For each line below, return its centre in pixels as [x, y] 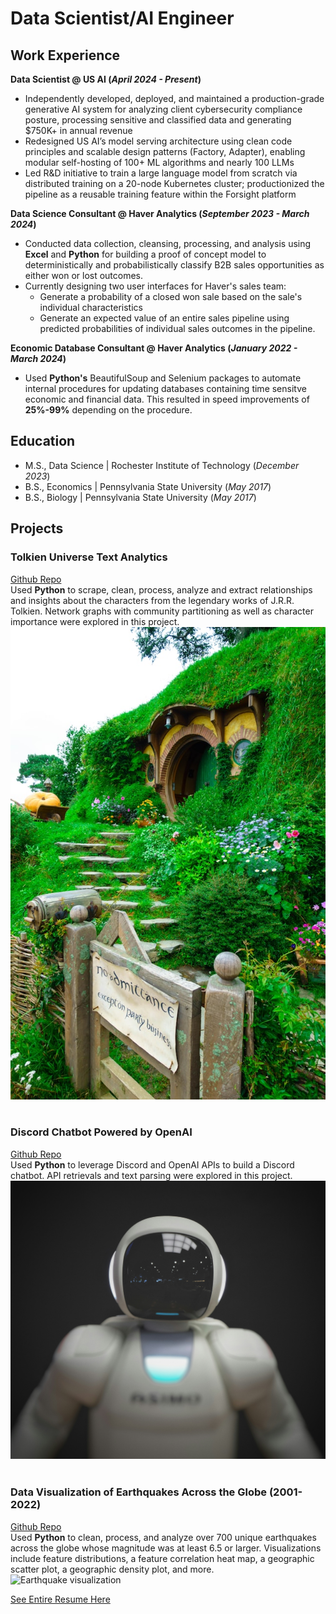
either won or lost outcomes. [84, 275]
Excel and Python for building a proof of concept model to [145, 254]
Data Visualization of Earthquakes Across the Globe [139, 1492]
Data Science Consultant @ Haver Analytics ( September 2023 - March [160, 213]
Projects [37, 528]
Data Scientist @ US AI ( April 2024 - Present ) [106, 79]
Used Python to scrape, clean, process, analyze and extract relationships [161, 589]
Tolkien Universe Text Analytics [89, 557]
